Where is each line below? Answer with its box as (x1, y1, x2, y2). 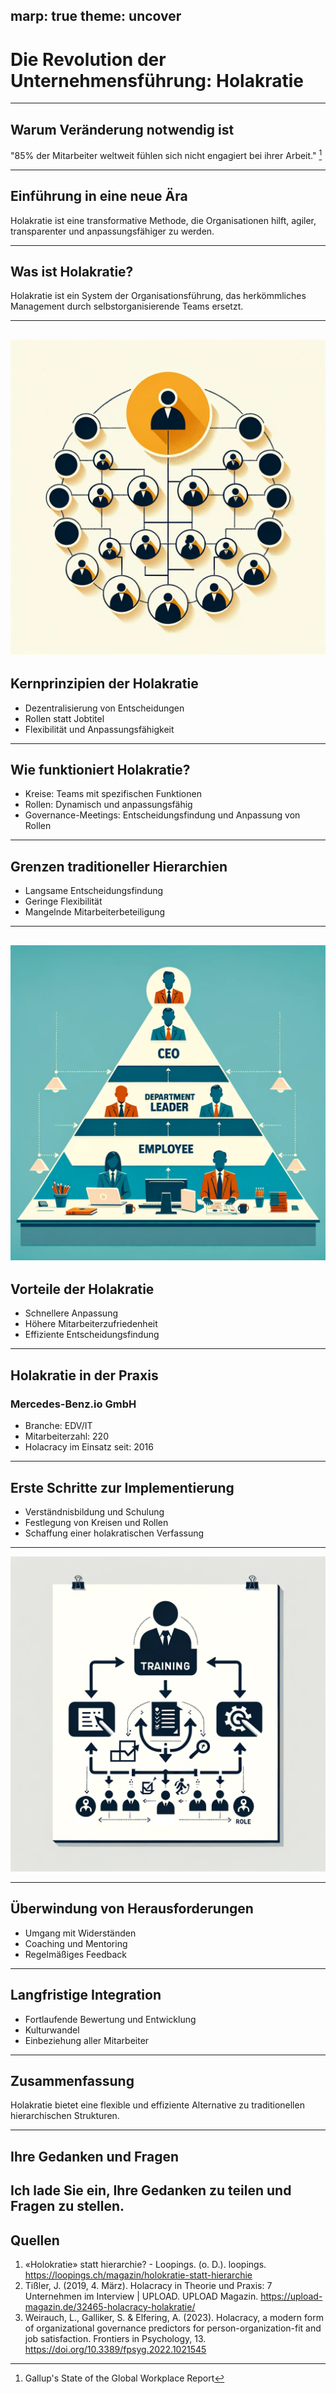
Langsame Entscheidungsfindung (24, 885, 164, 897)
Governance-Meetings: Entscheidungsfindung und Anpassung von (24, 809, 301, 821)
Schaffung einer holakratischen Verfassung (24, 1527, 205, 1539)
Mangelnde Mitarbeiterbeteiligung (24, 906, 166, 918)
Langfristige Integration (10, 1987, 162, 2004)
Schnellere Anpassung (24, 1307, 118, 1319)
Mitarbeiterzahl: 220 (24, 1430, 109, 1443)
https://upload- (260, 2290, 323, 2302)
